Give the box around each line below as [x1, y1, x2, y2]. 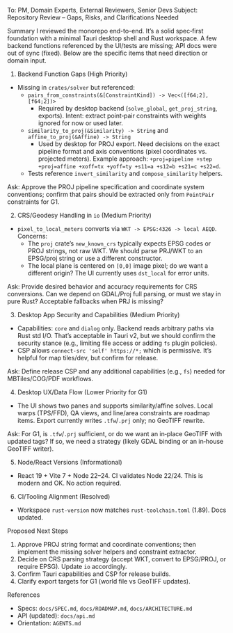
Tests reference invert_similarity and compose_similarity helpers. [27, 170, 223, 177]
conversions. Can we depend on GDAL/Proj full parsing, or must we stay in [7, 290, 221, 298]
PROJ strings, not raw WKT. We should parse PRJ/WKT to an [27, 247, 203, 255]
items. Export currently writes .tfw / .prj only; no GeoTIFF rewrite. [17, 417, 205, 424]
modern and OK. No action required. [17, 479, 122, 487]
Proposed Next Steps [7, 527, 68, 535]
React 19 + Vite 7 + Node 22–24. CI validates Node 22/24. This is [17, 472, 204, 479]
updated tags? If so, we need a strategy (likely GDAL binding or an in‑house [7, 438, 224, 445]
